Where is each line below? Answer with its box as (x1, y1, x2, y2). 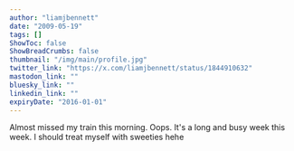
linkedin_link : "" (9, 89, 79, 98)
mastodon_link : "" (9, 72, 79, 81)
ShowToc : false (9, 38, 67, 48)
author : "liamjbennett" (9, 13, 100, 23)
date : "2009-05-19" (9, 22, 83, 31)
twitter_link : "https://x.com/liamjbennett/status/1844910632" (9, 64, 253, 73)
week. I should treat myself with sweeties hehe (9, 132, 185, 143)
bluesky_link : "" (9, 80, 75, 90)
